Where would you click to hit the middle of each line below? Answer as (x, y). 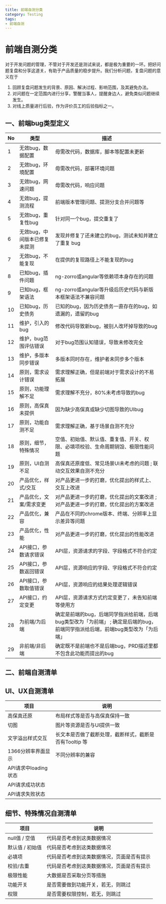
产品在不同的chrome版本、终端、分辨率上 (104, 514)
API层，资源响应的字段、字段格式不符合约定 (106, 568)
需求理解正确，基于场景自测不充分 (95, 426)
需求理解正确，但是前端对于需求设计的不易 (104, 372)
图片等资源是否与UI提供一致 (87, 725)
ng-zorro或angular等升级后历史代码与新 (102, 290)
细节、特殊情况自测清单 (41, 813)
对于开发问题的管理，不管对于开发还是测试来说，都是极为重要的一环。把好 (81, 65)
